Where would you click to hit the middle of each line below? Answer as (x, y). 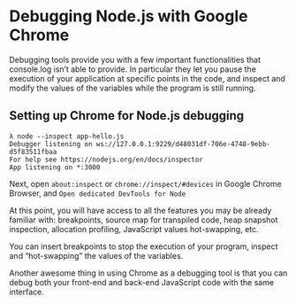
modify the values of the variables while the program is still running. (133, 88)
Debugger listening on (51, 144)
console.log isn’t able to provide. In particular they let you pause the (133, 69)
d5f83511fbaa (33, 152)
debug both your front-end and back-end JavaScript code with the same (142, 282)
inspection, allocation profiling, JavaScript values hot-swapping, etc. (134, 229)
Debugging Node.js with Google (129, 16)
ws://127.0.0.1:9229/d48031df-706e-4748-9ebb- (183, 144)
